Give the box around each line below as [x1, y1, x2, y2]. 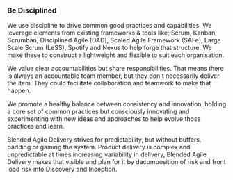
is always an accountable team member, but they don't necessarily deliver [7, 72, 220, 80]
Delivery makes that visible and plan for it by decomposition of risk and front [7, 158, 226, 166]
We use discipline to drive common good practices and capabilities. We [7, 22, 212, 30]
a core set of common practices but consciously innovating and [7, 107, 190, 116]
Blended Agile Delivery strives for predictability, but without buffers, [7, 136, 202, 144]
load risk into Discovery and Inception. [7, 165, 118, 174]
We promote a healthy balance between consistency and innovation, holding [7, 100, 227, 108]
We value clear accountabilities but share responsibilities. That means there [7, 65, 224, 73]
